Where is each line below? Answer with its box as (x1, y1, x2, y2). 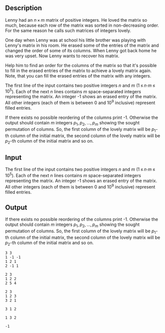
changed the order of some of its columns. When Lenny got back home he (5, 47, 157, 53)
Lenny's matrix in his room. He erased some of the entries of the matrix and (5, 42, 159, 48)
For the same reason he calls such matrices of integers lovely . (5, 27, 131, 34)
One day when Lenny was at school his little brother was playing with (5, 37, 146, 43)
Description (5, 4, 42, 12)
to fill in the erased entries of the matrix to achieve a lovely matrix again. (5, 68, 152, 74)
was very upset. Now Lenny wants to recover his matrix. (5, 53, 120, 59)
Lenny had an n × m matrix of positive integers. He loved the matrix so (5, 17, 147, 23)
